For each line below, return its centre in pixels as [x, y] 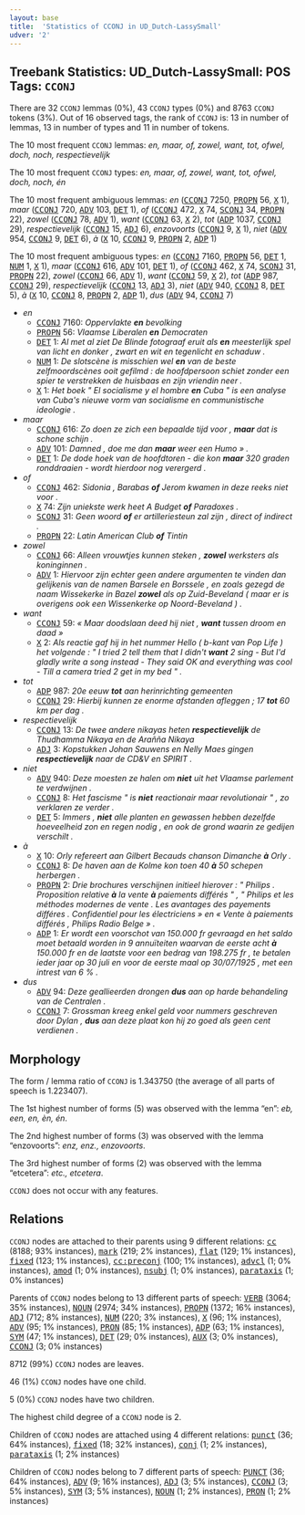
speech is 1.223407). [49, 1091]
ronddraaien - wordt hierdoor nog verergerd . [121, 468]
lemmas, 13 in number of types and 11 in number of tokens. [120, 128]
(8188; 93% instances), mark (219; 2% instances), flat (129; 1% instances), [152, 1250]
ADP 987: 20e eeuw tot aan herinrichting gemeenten [135, 691]
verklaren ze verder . [75, 808]
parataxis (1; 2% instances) [65, 1454]
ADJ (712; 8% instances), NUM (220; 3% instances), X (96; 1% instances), [146, 1317]
